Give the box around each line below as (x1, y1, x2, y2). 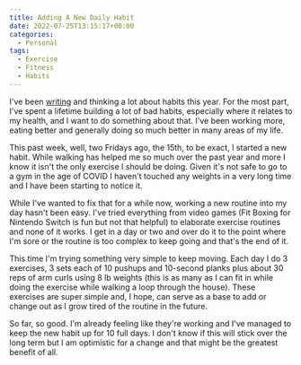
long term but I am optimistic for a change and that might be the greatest (9, 337, 279, 348)
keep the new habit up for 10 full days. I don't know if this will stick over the (9, 327, 288, 338)
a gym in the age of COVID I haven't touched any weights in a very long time (9, 170, 292, 181)
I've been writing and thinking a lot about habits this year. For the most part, (9, 96, 289, 107)
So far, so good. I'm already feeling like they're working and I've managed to (9, 317, 292, 328)
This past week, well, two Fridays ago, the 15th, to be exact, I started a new (9, 142, 288, 152)
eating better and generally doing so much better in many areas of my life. (9, 125, 284, 135)
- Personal (17, 38, 58, 48)
